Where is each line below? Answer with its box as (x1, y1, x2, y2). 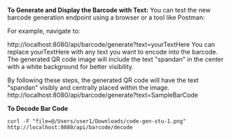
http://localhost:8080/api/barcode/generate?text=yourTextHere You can (7, 40, 216, 48)
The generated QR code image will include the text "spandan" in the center (7, 55, 224, 63)
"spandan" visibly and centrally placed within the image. (7, 84, 170, 91)
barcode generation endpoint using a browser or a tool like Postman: (7, 13, 205, 22)
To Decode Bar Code (7, 105, 69, 112)
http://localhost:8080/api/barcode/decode (7, 124, 133, 131)
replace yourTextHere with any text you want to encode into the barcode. (7, 48, 218, 56)
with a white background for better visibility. (7, 63, 134, 70)
